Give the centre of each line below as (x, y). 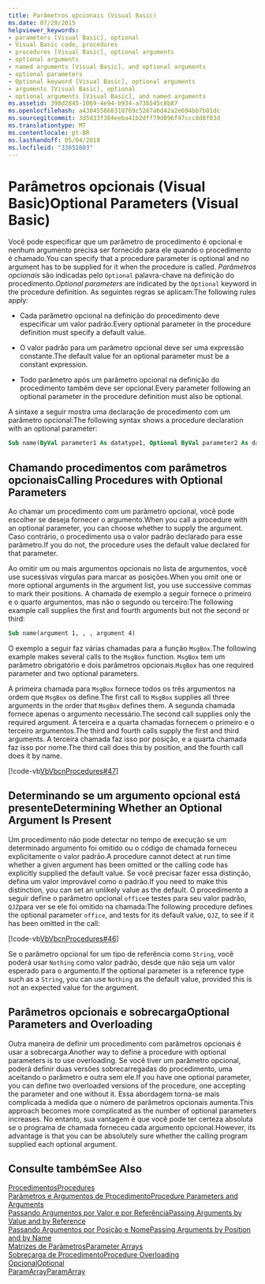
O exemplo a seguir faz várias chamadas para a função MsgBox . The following (132, 648)
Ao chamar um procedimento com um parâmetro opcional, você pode (121, 511)
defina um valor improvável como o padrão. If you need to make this (118, 881)
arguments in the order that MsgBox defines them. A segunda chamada (121, 705)
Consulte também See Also (75, 1168)
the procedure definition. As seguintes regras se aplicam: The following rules (132, 292)
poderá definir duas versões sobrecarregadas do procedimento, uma (120, 1069)
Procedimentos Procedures (52, 1188)
